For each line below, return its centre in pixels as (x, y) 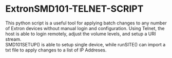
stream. (13, 39)
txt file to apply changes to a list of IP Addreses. (56, 50)
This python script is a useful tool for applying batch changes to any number (86, 23)
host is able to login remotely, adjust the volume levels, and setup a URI (81, 34)
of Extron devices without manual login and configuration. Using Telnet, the (85, 28)
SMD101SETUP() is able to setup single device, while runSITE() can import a (85, 44)
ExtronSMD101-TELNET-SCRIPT (74, 9)
